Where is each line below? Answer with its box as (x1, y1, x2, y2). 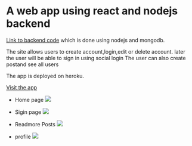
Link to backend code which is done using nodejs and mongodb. (6, 36, 165, 44)
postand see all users (6, 61, 59, 68)
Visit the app (6, 83, 38, 91)
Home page (14, 96, 44, 103)
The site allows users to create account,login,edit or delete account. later (6, 48, 186, 55)
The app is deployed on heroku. (6, 72, 85, 79)
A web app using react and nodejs (6, 4, 178, 18)
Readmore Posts (14, 120, 55, 128)
